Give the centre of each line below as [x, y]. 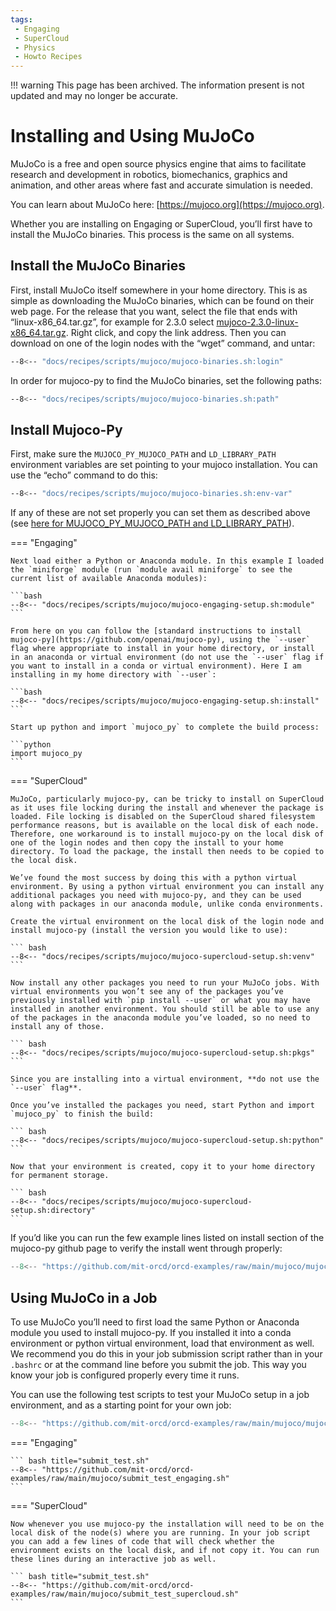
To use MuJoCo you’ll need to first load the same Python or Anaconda [155, 1322]
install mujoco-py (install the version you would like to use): [149, 931]
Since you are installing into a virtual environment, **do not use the [165, 1079]
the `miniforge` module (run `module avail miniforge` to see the [151, 570]
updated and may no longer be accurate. [94, 96]
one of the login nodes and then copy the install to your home [147, 843]
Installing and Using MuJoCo [132, 136]
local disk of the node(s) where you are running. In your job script [160, 1532]
